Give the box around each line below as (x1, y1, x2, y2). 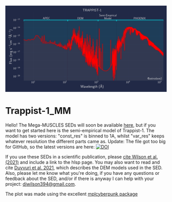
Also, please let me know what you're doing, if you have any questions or (5, 170, 160, 176)
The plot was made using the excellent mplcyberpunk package (5, 191, 138, 197)
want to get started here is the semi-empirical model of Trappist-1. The (5, 127, 155, 133)
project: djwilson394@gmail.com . (5, 180, 76, 187)
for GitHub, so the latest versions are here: (5, 144, 95, 150)
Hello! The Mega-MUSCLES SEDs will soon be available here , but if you (5, 122, 156, 128)
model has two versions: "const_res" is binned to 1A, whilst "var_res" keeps (5, 133, 165, 139)
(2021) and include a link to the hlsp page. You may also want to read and (5, 159, 160, 165)
